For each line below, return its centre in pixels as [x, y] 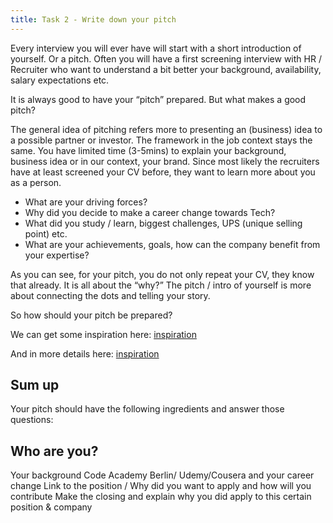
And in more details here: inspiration [85, 353]
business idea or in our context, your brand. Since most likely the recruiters [165, 161]
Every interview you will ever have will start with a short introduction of [156, 48]
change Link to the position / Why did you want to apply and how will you [161, 486]
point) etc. [46, 233]
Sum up [35, 385]
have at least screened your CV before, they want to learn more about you [163, 172]
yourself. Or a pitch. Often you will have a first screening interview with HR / [166, 58]
